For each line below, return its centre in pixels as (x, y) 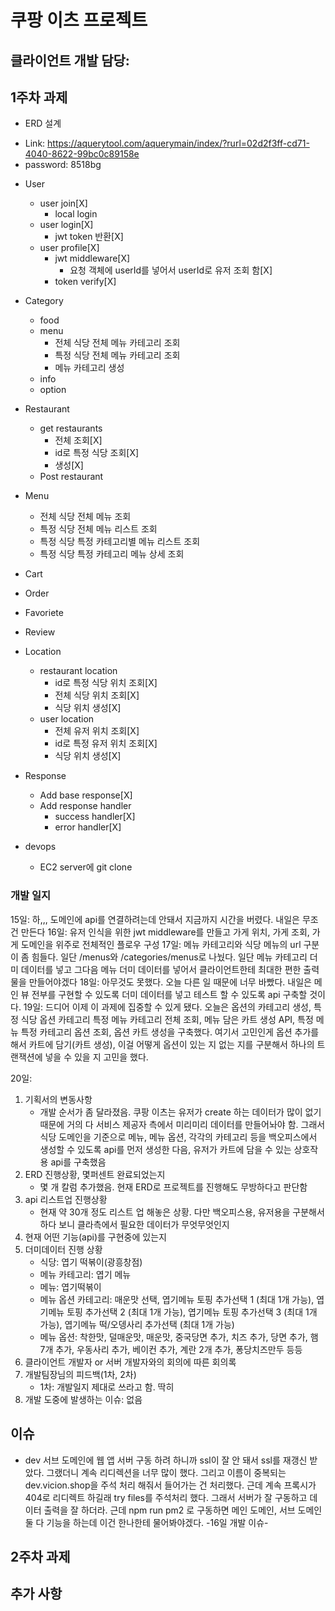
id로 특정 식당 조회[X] (97, 453)
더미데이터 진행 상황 (63, 1249)
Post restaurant (71, 477)
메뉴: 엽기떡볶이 (70, 1287)
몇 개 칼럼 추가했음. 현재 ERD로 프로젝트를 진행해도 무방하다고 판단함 (173, 1187)
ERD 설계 (43, 123)
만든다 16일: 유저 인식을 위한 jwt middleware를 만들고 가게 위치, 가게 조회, (165, 932)
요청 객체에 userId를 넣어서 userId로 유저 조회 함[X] (171, 270)
